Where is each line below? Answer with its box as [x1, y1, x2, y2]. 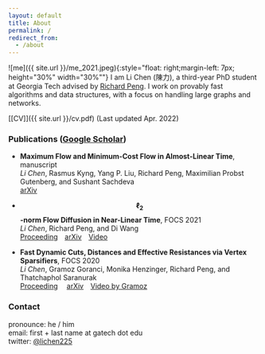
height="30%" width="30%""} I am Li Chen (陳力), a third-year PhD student [8, 72, 257, 82]
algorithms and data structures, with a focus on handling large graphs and [8, 90, 251, 99]
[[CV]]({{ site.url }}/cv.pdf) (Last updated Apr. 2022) [8, 114, 179, 123]
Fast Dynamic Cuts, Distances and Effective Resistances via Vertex [19, 247, 247, 257]
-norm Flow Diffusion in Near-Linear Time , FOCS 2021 [19, 216, 201, 225]
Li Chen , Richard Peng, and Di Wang [19, 224, 139, 233]
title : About [8, 19, 52, 27]
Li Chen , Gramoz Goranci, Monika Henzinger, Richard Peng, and [19, 264, 231, 274]
